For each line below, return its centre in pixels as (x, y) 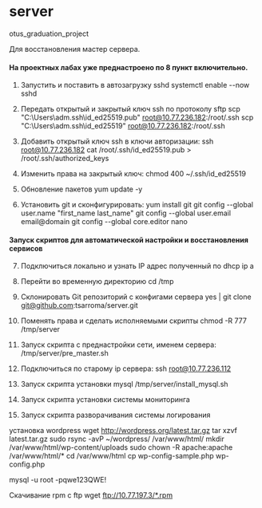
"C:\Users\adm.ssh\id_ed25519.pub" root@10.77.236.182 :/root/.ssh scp (137, 117)
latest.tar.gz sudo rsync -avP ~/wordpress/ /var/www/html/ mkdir (117, 439)
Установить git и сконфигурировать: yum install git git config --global (137, 205)
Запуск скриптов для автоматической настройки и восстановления (129, 240)
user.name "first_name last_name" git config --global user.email (125, 213)
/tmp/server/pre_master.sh (64, 353)
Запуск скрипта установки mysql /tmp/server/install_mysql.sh (124, 384)
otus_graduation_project (49, 33)
